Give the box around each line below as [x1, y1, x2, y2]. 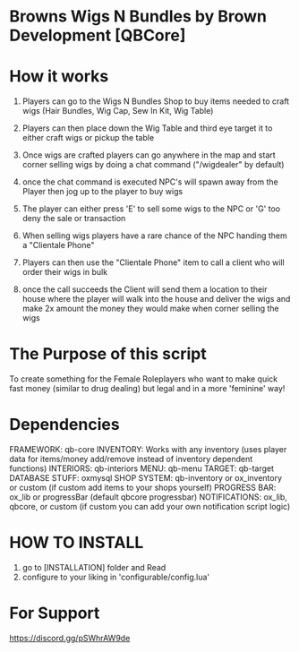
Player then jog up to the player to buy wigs [21, 186, 184, 197]
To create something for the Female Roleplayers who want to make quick [9, 373, 278, 384]
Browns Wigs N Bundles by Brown [9, 6, 267, 27]
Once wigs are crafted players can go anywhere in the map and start [21, 150, 276, 160]
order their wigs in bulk [21, 267, 108, 278]
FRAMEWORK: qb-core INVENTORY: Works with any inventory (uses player [9, 444, 287, 454]
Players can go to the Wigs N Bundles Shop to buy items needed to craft [21, 96, 289, 107]
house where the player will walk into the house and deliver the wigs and [21, 294, 291, 305]
